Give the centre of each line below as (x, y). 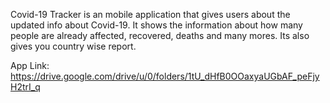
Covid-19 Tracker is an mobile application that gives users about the (150, 14)
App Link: (30, 65)
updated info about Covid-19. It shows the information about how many (156, 25)
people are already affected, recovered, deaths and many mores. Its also (160, 35)
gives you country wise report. (73, 46)
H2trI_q (25, 87)
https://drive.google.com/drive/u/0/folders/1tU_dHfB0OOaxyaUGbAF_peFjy (165, 76)
